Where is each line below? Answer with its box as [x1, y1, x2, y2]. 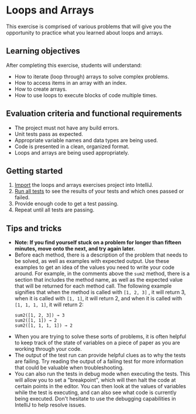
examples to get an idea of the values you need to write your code [14, 264, 174, 271]
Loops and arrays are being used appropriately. [14, 149, 129, 156]
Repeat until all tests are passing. [14, 206, 95, 214]
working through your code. [14, 345, 82, 353]
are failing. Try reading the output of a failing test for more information [14, 358, 184, 365]
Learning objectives [6, 46, 81, 56]
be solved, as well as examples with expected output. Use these [14, 258, 170, 265]
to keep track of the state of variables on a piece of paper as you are [14, 339, 180, 346]
